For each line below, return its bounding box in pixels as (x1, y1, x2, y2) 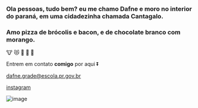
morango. (6, 35, 35, 43)
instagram (6, 84, 31, 91)
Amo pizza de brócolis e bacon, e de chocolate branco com (6, 28, 181, 36)
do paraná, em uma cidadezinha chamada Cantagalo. (6, 12, 164, 20)
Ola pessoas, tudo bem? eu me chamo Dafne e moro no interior (6, 5, 192, 13)
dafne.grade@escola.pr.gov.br (6, 72, 82, 80)
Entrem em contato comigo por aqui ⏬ (6, 61, 100, 68)
